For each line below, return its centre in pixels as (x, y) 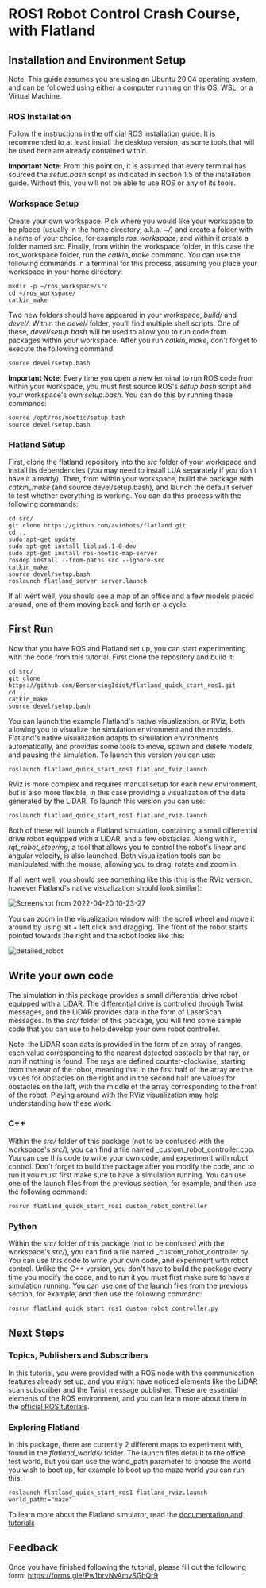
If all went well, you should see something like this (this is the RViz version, (130, 879)
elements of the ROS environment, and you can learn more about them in (128, 1398)
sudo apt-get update (42, 539)
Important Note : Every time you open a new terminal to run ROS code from (131, 377)
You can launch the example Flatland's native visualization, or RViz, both (127, 721)
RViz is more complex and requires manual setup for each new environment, (133, 784)
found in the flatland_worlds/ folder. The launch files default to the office (127, 1453)
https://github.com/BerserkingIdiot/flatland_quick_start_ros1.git (122, 685)
